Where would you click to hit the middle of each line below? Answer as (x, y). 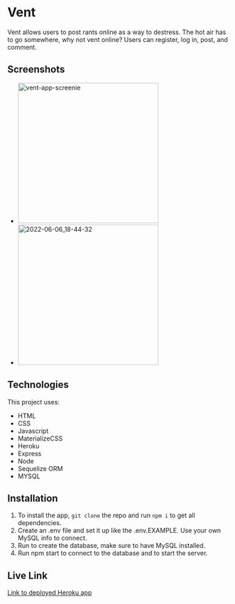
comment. (22, 47)
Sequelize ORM (40, 468)
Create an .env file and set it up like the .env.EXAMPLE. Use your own (119, 531)
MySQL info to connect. (52, 538)
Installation (33, 498)
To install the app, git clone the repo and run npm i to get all (106, 515)
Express (29, 453)
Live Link (28, 575)
